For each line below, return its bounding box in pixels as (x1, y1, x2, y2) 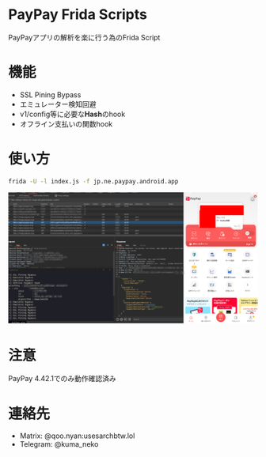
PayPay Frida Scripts (8, 6, 148, 24)
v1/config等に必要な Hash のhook (19, 109, 126, 119)
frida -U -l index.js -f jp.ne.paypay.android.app (8, 177, 179, 185)
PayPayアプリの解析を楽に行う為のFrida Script (8, 32, 161, 42)
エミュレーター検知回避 (19, 99, 97, 108)
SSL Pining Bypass (19, 89, 82, 100)
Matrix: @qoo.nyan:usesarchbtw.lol (19, 431, 135, 440)
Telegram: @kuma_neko (19, 440, 99, 449)
